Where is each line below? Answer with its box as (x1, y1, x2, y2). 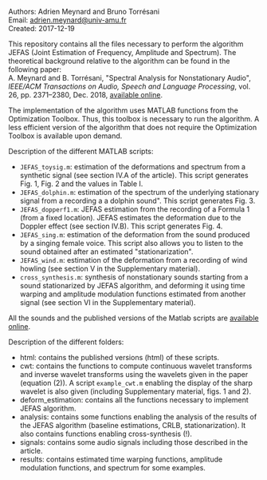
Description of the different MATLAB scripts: (8, 147, 154, 156)
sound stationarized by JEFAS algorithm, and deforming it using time (19, 281, 245, 290)
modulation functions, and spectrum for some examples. (19, 463, 206, 472)
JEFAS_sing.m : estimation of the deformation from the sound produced (19, 230, 250, 239)
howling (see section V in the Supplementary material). (19, 264, 201, 273)
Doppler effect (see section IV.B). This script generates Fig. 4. (19, 221, 223, 231)
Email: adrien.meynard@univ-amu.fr (8, 15, 127, 25)
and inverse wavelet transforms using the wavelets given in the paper (19, 370, 249, 379)
